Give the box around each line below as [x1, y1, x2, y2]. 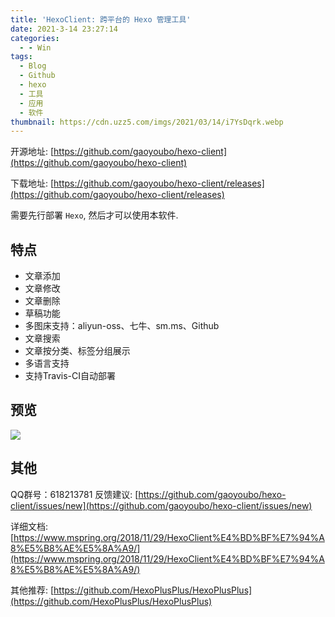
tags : [10, 52, 33, 62]
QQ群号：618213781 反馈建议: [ [10, 488, 139, 500]
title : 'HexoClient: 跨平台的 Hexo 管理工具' [10, 14, 192, 25]
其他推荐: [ [10, 584, 55, 596]
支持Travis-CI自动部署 [24, 370, 117, 382]
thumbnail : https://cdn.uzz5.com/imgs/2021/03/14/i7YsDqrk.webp [10, 117, 284, 127]
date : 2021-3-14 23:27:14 [10, 24, 118, 34]
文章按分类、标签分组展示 [24, 345, 131, 357]
